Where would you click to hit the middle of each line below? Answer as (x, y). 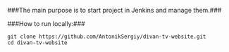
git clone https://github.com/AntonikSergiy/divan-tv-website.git (107, 37)
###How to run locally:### (47, 24)
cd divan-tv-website (38, 43)
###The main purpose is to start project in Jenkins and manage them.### (114, 10)
